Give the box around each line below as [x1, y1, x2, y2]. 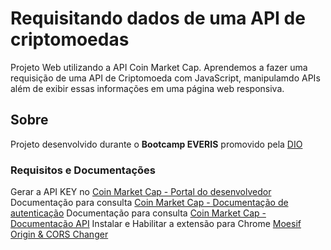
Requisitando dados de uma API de [10, 7, 306, 30]
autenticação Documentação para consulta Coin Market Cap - [10, 207, 267, 219]
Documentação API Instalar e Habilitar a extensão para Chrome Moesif [10, 218, 302, 230]
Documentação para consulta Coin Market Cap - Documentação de [10, 197, 289, 209]
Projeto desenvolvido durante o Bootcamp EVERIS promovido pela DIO [10, 138, 303, 150]
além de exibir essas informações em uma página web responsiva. [10, 82, 285, 94]
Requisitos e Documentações [10, 163, 156, 177]
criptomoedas [10, 28, 130, 51]
